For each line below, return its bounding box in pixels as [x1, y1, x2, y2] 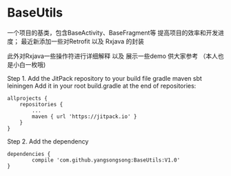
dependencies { [7, 150, 51, 157]
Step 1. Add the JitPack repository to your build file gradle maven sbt [7, 74, 202, 82]
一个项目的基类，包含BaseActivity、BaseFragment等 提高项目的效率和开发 [7, 28, 219, 37]
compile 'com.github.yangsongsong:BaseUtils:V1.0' [32, 157, 181, 164]
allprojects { [7, 95, 48, 101]
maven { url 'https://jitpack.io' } [32, 113, 137, 120]
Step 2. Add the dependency [7, 137, 89, 146]
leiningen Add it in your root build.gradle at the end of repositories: [7, 81, 197, 90]
